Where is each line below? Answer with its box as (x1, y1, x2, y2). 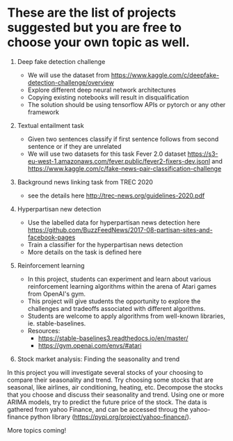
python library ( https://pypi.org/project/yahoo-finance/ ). (30, 412, 191, 421)
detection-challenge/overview (27, 78, 115, 86)
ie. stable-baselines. (27, 319, 86, 328)
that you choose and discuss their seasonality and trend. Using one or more (7, 390, 225, 399)
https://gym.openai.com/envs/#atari (38, 341, 142, 349)
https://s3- (187, 150, 218, 158)
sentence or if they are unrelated (27, 142, 122, 150)
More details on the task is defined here (27, 248, 142, 256)
